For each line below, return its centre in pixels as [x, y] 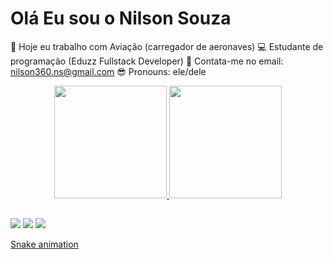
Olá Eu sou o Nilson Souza [121, 18]
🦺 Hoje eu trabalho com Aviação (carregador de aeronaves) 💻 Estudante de [167, 46]
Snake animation [44, 244]
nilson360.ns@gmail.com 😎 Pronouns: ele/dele [108, 71]
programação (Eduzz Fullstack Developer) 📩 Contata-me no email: [147, 61]
